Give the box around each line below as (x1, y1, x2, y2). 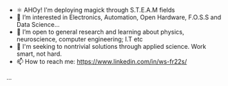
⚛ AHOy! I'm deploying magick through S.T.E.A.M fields (16, 6, 175, 14)
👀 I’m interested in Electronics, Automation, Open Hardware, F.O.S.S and (16, 13, 222, 21)
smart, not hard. (16, 50, 63, 58)
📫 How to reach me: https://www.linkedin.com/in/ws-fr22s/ (16, 58, 187, 65)
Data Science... (16, 21, 60, 28)
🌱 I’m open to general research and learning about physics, (16, 28, 185, 36)
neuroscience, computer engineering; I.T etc (16, 35, 143, 43)
